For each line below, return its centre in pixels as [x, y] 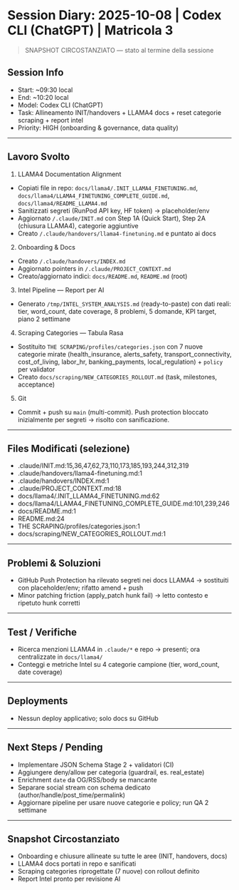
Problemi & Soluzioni [54, 563]
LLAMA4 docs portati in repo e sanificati [77, 864]
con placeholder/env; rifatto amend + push [80, 588]
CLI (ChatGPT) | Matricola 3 [90, 30]
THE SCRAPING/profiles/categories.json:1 [79, 526]
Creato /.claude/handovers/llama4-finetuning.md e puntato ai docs [117, 233]
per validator [36, 369]
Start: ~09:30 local [45, 90]
